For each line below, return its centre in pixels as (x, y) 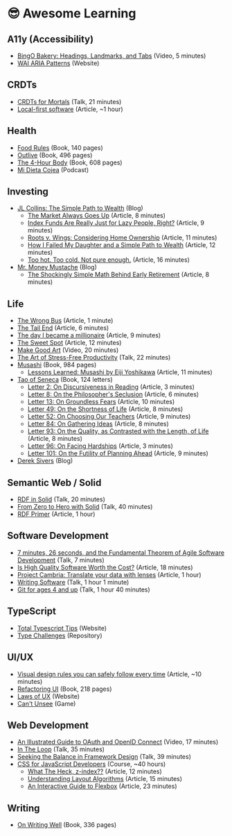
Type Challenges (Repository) (60, 635)
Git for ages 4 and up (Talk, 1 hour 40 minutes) (83, 590)
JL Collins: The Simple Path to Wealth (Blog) (80, 208)
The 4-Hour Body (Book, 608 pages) (70, 162)
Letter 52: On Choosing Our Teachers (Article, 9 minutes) (109, 417)
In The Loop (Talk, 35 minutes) (61, 749)
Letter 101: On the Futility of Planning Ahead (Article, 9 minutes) (118, 453)
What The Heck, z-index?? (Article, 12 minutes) (95, 771)
